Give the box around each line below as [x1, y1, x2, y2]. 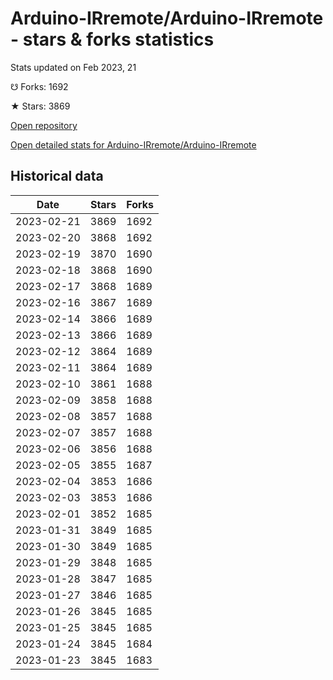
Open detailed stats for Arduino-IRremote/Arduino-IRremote [10, 138, 257, 151]
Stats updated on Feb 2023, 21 [10, 61, 137, 73]
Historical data [10, 168, 104, 185]
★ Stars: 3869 [10, 100, 71, 112]
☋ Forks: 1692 [10, 80, 69, 92]
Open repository [10, 119, 78, 131]
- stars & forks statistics [10, 28, 215, 51]
